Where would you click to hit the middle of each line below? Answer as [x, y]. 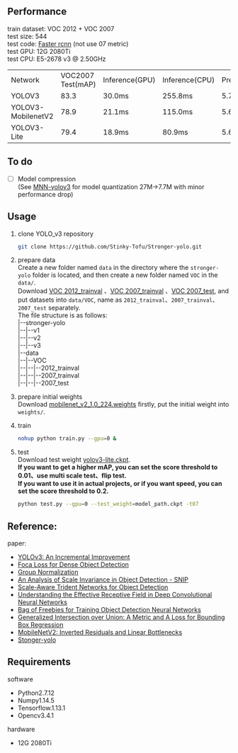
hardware [21, 729]
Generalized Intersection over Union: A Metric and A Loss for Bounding [121, 617]
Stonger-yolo [37, 640]
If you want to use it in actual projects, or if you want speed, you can [120, 484]
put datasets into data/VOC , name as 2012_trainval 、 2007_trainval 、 [118, 300]
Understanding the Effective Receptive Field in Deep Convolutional [115, 594]
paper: [17, 543]
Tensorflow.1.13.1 [41, 708]
